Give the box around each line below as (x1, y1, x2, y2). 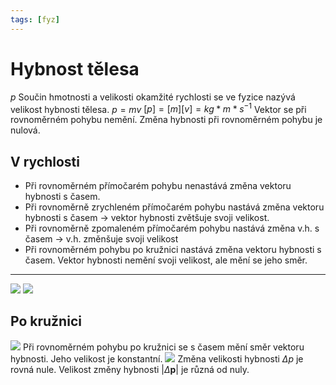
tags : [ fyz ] (10, 14, 60, 25)
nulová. (10, 124, 41, 136)
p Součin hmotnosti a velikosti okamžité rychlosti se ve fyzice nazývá (10, 91, 296, 103)
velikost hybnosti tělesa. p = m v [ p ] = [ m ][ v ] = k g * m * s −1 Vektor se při (10, 101, 307, 115)
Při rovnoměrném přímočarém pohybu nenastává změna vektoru (24, 180, 292, 192)
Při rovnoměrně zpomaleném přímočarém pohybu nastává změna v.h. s (24, 222, 320, 235)
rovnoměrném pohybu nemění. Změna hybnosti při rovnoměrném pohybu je (10, 114, 323, 126)
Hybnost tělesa (10, 57, 140, 80)
